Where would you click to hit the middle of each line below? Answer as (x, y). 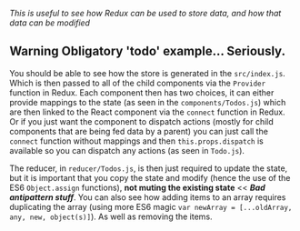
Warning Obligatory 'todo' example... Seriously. (148, 51)
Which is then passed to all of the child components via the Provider (138, 83)
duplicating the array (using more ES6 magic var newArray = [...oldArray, (151, 206)
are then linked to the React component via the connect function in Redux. (147, 112)
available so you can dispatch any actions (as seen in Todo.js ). (127, 150)
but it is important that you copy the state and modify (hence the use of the (150, 177)
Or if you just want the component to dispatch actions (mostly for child (142, 121)
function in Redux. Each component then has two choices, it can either (142, 92)
